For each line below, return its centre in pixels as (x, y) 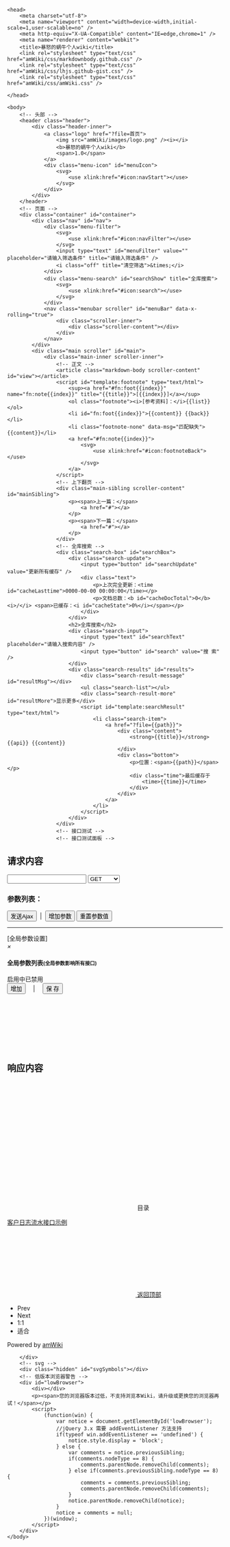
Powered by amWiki (35, 1345)
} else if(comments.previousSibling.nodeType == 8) (143, 1471)
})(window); (61, 1519)
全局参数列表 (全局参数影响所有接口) (52, 963)
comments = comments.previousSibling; (136, 1483)
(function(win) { (68, 1416)
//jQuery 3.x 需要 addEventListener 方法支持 (119, 1429)
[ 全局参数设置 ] (27, 939)
